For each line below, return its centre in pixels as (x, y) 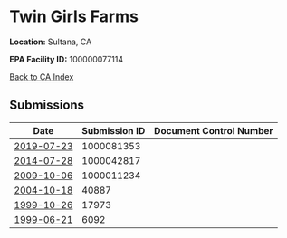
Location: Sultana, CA (51, 42)
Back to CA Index (42, 76)
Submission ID (113, 130)
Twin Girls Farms (74, 17)
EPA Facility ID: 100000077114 (67, 59)
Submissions (47, 105)
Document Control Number (213, 130)
